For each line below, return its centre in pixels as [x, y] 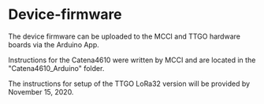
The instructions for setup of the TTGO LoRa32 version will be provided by [129, 84]
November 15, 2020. [41, 91]
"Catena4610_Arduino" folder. [56, 68]
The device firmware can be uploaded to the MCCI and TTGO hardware [124, 36]
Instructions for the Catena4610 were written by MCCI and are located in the [132, 60]
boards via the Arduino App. [54, 44]
